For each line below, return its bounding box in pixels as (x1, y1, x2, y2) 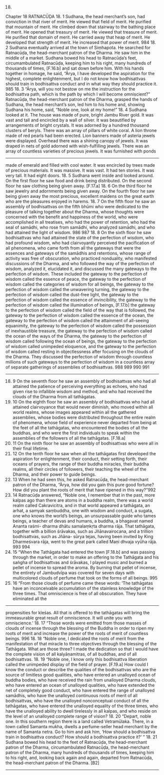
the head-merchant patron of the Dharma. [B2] (5, 760, 99, 766)
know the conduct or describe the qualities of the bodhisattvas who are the (5, 667, 157, 672)
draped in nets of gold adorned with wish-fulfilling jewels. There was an (5, 143, 150, 149)
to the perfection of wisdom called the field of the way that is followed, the (5, 307, 155, 313)
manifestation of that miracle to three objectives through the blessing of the (5, 641, 157, 646)
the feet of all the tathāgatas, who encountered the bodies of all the (12, 425, 148, 430)
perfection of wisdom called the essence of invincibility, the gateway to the (5, 297, 156, 303)
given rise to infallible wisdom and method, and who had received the (12, 388, 152, 394)
